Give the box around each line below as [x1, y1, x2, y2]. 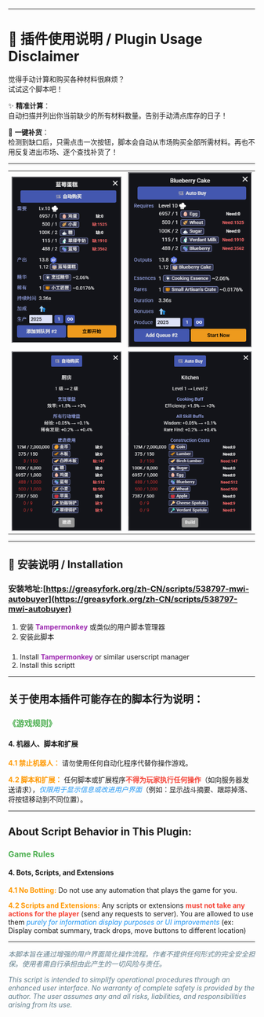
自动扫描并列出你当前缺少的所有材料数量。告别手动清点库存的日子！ [8, 111, 228, 120]
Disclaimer [8, 48, 80, 65]
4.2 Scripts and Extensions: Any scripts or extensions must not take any [8, 901, 245, 910]
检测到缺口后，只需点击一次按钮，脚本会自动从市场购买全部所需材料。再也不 [8, 137, 255, 146]
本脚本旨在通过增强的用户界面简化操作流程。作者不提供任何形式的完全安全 [8, 949, 248, 959]
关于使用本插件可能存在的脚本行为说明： [8, 692, 204, 706]
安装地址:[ [8, 583, 47, 594]
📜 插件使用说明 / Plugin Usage [8, 31, 203, 48]
